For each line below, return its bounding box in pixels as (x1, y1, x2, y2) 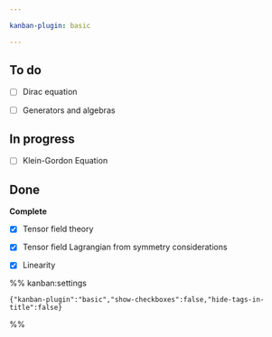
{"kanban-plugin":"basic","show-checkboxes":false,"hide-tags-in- (9, 295, 265, 304)
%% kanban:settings (9, 277, 88, 289)
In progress (9, 131, 75, 146)
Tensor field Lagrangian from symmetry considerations (22, 241, 228, 253)
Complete (9, 206, 48, 217)
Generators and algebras (22, 105, 116, 116)
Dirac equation (22, 87, 78, 98)
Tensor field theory (22, 223, 94, 235)
